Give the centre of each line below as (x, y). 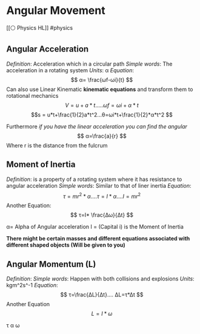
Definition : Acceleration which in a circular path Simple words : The (89, 64)
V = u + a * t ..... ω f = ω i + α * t (102, 105)
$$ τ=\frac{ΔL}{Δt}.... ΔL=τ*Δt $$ (102, 295)
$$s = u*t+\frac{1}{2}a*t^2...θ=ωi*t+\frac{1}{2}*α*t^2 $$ (102, 114)
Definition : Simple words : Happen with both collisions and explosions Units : (101, 279)
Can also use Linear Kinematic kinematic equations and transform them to (100, 89)
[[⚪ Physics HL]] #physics (40, 27)
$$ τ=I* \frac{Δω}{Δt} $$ (102, 215)
